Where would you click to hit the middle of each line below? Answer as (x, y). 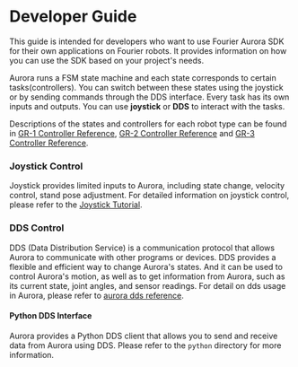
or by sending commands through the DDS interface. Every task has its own (149, 97)
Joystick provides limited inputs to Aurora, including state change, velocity (147, 186)
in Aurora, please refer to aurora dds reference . (96, 295)
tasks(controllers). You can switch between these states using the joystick (147, 87)
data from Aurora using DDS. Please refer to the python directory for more (145, 345)
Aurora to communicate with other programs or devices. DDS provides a (143, 257)
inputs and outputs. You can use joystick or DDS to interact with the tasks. (147, 106)
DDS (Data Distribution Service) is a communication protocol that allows (142, 248)
